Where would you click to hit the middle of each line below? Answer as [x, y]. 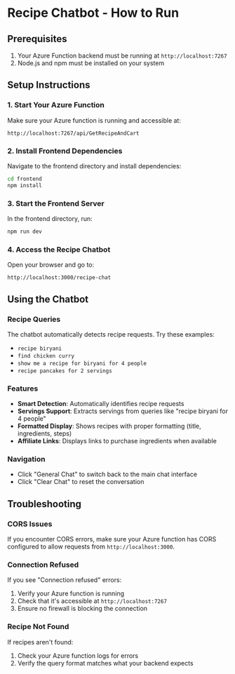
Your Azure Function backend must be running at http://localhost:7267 [122, 55]
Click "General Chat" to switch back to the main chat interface [107, 474]
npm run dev [25, 232]
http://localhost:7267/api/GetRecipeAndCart [73, 133]
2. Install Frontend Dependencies [65, 151]
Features [23, 389]
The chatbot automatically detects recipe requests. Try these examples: [111, 334]
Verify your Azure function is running [71, 593]
